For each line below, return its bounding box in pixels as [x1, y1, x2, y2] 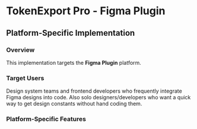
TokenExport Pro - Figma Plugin [6, 4, 166, 18]
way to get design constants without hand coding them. [6, 100, 142, 108]
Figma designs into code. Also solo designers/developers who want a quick [6, 94, 191, 101]
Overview [6, 46, 35, 54]
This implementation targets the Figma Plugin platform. [6, 59, 141, 66]
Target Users [6, 74, 45, 82]
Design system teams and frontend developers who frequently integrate [6, 87, 182, 95]
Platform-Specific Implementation [6, 28, 135, 38]
